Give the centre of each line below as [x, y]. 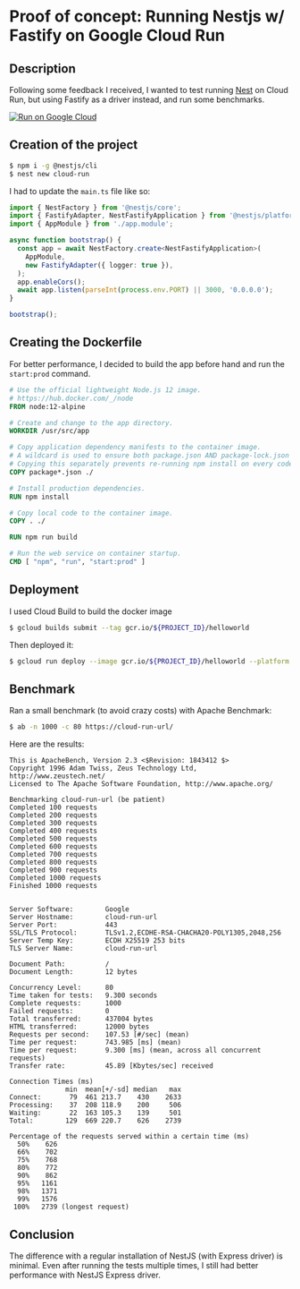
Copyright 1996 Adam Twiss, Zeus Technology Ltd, [104, 768]
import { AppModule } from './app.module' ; [92, 224]
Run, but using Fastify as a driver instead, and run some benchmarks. [137, 99]
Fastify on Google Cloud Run [117, 35]
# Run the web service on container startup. [95, 554]
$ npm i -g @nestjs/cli [54, 166]
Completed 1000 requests [55, 878]
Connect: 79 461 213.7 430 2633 [95, 1097]
